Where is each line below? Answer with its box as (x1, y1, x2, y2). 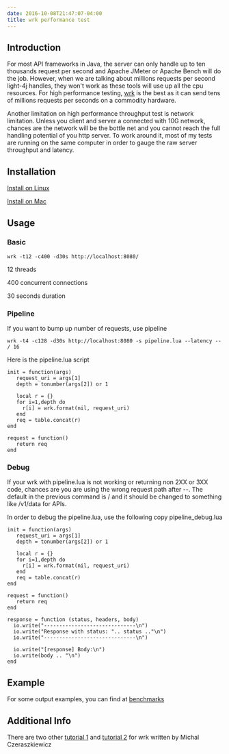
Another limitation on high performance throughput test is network (7, 110, 194, 118)
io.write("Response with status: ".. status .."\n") (13, 628, 167, 636)
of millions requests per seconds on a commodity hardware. (7, 97, 176, 105)
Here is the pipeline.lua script (7, 355, 90, 364)
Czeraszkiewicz (7, 740, 52, 749)
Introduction (7, 42, 62, 53)
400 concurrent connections (7, 278, 88, 286)
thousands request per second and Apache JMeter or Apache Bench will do (7, 67, 221, 75)
